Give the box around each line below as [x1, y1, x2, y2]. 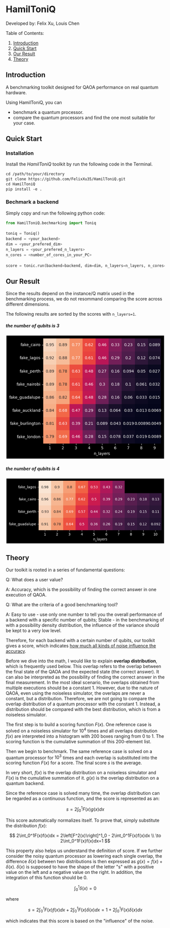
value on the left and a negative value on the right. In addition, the [6, 869, 142, 875]
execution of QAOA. [6, 592, 47, 598]
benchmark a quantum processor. [13, 109, 84, 115]
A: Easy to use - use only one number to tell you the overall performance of [6, 611, 162, 618]
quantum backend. [6, 780, 45, 786]
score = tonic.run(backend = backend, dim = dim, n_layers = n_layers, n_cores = [6, 263, 166, 268]
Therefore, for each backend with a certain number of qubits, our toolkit [6, 638, 155, 644]
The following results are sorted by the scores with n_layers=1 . [6, 311, 137, 317]
